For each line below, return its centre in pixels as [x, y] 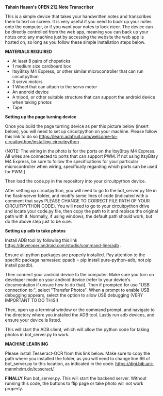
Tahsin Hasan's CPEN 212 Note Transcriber [49, 7]
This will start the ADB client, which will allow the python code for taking [77, 329]
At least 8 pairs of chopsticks [41, 61]
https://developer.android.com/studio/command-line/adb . [63, 245]
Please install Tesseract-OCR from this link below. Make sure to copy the [78, 353]
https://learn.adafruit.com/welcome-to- [78, 136]
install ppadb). [19, 265]
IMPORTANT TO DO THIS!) [32, 300]
